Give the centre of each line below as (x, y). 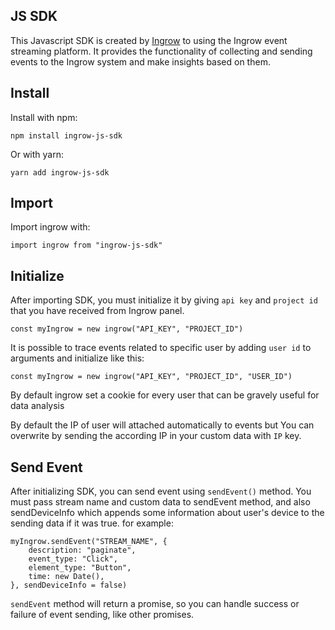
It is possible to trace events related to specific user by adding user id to (161, 348)
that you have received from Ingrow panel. (97, 311)
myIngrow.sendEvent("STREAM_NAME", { (89, 542)
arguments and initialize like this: (77, 358)
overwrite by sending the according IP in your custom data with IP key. (156, 436)
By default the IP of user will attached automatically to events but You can (162, 425)
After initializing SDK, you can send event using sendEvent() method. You (161, 491)
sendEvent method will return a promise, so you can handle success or (155, 604)
